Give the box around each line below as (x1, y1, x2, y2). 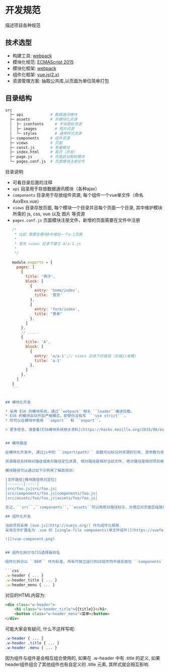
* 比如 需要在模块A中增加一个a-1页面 (14, 232, 83, 237)
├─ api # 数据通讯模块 (10, 112, 77, 117)
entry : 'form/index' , (34, 306, 80, 312)
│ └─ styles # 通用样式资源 (10, 131, 82, 136)
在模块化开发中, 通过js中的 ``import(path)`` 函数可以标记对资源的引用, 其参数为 (5, 450, 160, 455)
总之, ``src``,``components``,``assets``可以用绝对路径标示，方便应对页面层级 (5, 505, 159, 510)
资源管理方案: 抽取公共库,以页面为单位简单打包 (12, 77, 109, 83)
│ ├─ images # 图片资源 (10, 126, 74, 131)
